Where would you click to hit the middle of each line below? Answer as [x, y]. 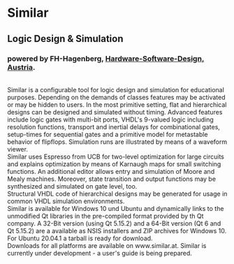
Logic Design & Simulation [65, 39]
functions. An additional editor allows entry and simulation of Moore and [111, 171]
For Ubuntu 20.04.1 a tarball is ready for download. [80, 238]
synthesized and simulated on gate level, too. [72, 186]
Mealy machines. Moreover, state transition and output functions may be [112, 179]
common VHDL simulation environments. [66, 201]
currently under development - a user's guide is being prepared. [100, 253]
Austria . [21, 67]
